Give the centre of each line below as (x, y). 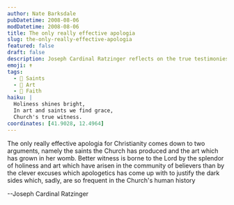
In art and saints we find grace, (63, 110)
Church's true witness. (48, 117)
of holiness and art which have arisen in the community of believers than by (116, 165)
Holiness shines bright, (49, 104)
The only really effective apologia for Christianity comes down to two (106, 143)
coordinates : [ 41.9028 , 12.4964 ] (56, 123)
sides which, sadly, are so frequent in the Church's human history (101, 180)
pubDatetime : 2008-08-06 (43, 20)
